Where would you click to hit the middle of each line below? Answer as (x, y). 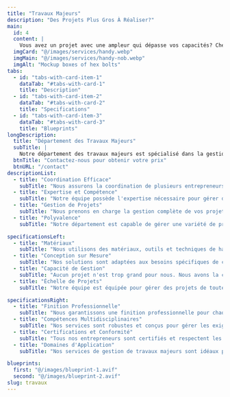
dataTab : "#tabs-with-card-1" (63, 84)
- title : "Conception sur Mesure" (62, 256)
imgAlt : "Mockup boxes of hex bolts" (67, 65)
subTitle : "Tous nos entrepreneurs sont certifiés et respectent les (121, 338)
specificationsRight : (38, 300)
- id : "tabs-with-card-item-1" (58, 77)
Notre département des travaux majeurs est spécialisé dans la (112, 154)
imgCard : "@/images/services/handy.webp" (73, 52)
